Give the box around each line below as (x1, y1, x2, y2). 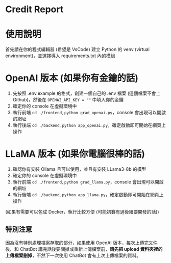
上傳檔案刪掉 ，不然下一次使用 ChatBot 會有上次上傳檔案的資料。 (5, 252, 141, 258)
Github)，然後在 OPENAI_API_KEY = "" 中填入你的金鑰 (12, 97, 124, 103)
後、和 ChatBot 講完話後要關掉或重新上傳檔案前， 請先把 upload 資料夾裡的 (5, 246, 163, 252)
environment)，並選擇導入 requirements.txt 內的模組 (5, 52, 115, 59)
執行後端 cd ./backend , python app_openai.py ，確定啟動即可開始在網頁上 (12, 122, 166, 128)
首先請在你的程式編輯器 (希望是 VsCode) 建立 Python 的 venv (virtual (5, 46, 150, 52)
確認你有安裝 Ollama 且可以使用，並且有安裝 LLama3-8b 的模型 (12, 166, 146, 172)
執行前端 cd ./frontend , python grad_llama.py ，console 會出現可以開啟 (12, 179, 164, 185)
